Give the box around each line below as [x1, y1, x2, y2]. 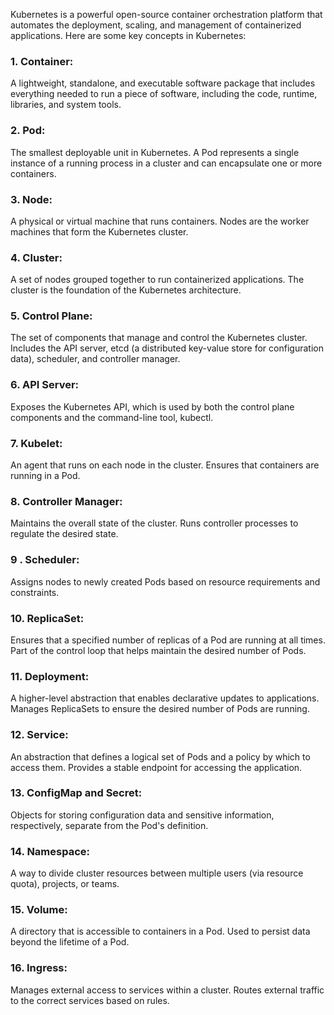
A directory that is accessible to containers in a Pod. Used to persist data [10, 925, 311, 938]
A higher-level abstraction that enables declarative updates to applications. [10, 692, 320, 704]
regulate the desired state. [10, 528, 119, 540]
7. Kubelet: [10, 436, 63, 450]
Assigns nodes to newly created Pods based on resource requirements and [10, 575, 321, 588]
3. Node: [10, 192, 53, 206]
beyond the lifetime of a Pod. [10, 936, 130, 948]
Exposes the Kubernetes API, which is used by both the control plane [10, 400, 295, 413]
